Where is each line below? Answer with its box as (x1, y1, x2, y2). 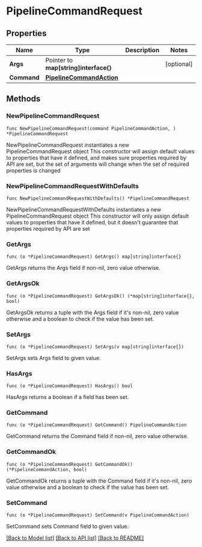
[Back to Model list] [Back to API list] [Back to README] (6, 534, 144, 542)
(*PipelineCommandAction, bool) (6, 466, 87, 472)
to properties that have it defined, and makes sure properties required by (6, 154, 186, 161)
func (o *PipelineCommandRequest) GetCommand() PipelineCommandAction (6, 422, 187, 428)
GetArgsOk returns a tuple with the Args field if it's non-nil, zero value (6, 308, 179, 316)
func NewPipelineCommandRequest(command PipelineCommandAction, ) (6, 125, 176, 132)
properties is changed (6, 167, 61, 174)
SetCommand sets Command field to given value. (6, 523, 129, 530)
